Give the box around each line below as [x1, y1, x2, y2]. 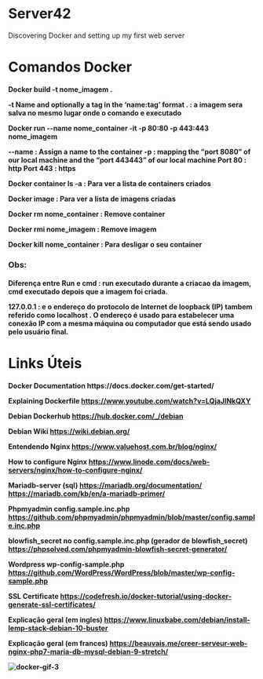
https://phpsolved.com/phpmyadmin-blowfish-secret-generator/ [8, 545, 228, 554]
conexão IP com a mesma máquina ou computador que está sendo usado [8, 319, 252, 328]
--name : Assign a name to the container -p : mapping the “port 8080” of [8, 147, 251, 156]
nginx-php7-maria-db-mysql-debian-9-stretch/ [8, 647, 169, 656]
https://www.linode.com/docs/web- [89, 457, 210, 467]
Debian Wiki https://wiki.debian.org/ [8, 427, 130, 436]
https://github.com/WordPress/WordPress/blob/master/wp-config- [8, 568, 236, 578]
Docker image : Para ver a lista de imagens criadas [8, 194, 177, 203]
